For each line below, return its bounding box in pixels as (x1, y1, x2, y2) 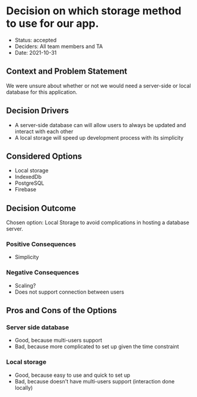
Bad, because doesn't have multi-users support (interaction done (14, 377, 175, 385)
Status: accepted (14, 36, 57, 43)
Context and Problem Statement (6, 67, 128, 77)
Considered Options (6, 151, 82, 161)
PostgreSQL (14, 179, 45, 187)
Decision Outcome (6, 203, 76, 213)
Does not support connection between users (14, 288, 125, 295)
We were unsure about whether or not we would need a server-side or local (6, 82, 191, 89)
